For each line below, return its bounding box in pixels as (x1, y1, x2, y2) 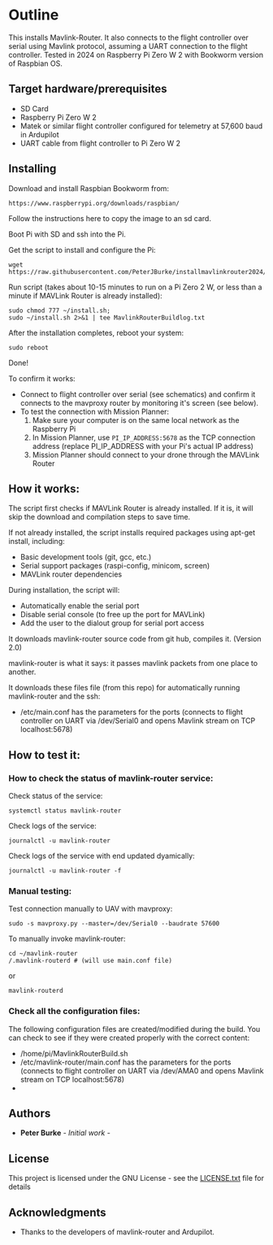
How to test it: (8, 748, 81, 762)
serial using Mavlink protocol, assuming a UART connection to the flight (8, 41, 248, 50)
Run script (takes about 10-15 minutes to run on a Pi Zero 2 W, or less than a (8, 282, 262, 292)
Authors (8, 1107, 51, 1121)
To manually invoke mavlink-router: (8, 934, 126, 944)
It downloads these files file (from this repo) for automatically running (8, 683, 240, 693)
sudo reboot (8, 343, 49, 351)
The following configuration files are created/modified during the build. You (8, 1024, 261, 1034)
